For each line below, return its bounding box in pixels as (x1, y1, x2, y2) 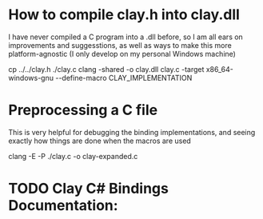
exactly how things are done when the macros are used (8, 136, 192, 145)
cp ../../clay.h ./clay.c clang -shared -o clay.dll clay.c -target (8, 64, 205, 74)
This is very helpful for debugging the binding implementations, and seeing (8, 127, 256, 137)
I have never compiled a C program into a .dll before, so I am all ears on (8, 32, 244, 42)
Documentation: (8, 197, 118, 215)
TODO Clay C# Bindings (8, 180, 169, 197)
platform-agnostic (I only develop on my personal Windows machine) (8, 49, 236, 58)
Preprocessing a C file (8, 102, 158, 119)
